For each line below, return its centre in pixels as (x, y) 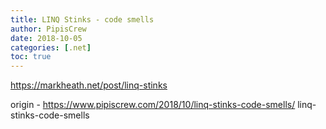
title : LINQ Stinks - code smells (82, 19)
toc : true (31, 57)
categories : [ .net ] (51, 47)
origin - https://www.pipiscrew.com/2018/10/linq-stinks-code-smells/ (153, 105)
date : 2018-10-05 (46, 38)
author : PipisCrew (48, 29)
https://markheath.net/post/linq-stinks (89, 85)
